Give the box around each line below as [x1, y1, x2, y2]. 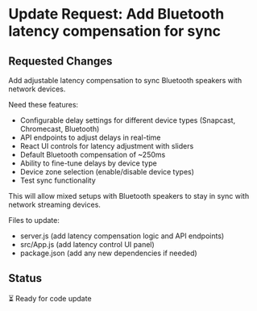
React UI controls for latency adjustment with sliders [19, 141, 194, 150]
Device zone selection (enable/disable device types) [19, 167, 195, 176]
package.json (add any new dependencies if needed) [19, 248, 197, 258]
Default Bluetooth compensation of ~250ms [19, 150, 166, 159]
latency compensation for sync [8, 22, 222, 40]
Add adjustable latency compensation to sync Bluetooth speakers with [8, 76, 242, 85]
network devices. [8, 84, 66, 94]
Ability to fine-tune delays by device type [19, 158, 157, 168]
